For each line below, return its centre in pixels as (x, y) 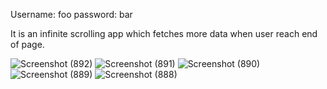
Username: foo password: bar (71, 14)
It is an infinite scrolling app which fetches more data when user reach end (164, 33)
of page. (27, 44)
